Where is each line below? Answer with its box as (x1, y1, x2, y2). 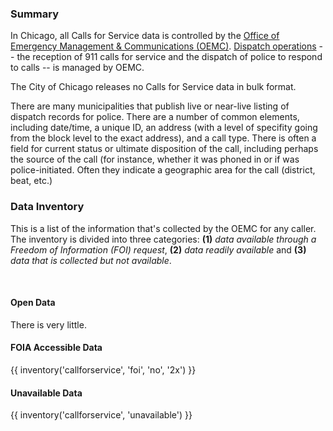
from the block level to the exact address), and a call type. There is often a (10, 132, 317, 144)
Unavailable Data (10, 387, 83, 399)
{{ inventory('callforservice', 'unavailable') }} (10, 409, 193, 421)
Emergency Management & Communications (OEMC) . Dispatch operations (10, 40, 317, 52)
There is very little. (10, 318, 87, 331)
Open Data (10, 297, 56, 309)
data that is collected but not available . (10, 254, 172, 266)
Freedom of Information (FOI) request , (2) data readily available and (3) (10, 243, 307, 256)
